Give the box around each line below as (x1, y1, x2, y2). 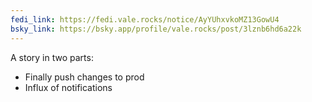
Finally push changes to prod (24, 71, 145, 83)
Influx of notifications (24, 81, 113, 93)
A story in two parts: (10, 51, 94, 63)
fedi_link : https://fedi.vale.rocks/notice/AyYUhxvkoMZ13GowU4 (10, 14, 280, 25)
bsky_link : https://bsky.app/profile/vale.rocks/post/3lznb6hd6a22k (10, 24, 302, 34)
